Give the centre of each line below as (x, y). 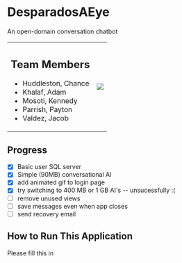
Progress (27, 150)
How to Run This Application (70, 236)
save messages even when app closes (73, 206)
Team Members (50, 64)
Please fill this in (31, 253)
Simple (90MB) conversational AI (64, 175)
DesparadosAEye (58, 12)
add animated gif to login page (61, 182)
